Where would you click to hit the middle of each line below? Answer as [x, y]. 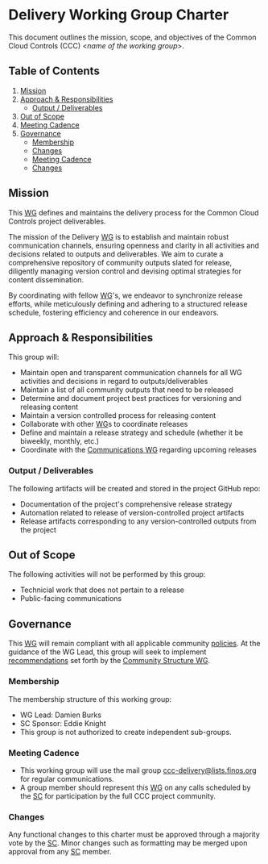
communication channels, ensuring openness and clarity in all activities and [134, 245]
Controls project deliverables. [57, 221]
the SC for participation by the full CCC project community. [118, 795]
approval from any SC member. [60, 852]
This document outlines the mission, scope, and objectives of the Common [132, 37]
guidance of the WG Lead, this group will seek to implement [107, 652]
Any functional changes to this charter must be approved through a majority [134, 835]
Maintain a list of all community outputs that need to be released [126, 390]
